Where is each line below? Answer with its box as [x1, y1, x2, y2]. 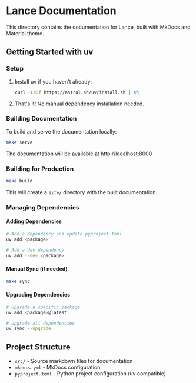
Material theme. [6, 29, 44, 36]
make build [6, 178, 33, 184]
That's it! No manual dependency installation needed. [14, 100, 144, 107]
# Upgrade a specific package [6, 304, 81, 310]
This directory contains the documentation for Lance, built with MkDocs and [6, 24, 191, 31]
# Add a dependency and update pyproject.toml [6, 231, 122, 237]
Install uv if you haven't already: [14, 78, 92, 85]
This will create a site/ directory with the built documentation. [6, 188, 158, 195]
